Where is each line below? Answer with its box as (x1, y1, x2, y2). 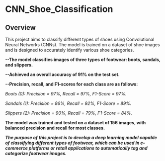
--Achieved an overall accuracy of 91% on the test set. (5, 72, 120, 78)
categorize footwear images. (5, 151, 67, 156)
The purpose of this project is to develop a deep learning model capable (5, 135, 158, 140)
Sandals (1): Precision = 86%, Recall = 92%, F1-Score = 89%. (5, 100, 132, 106)
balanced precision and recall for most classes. (5, 125, 105, 131)
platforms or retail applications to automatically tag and (28, 145, 148, 151)
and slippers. (5, 62, 33, 68)
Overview (5, 23, 36, 32)
